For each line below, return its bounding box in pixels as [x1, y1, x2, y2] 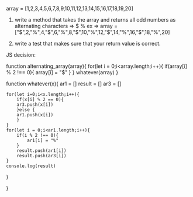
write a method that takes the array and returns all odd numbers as [14, 16, 176, 23]
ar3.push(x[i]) [16, 102, 54, 108]
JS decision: [6, 51, 36, 58]
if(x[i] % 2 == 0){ [16, 96, 64, 102]
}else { [16, 107, 35, 113]
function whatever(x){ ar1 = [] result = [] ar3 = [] [6, 80, 122, 87]
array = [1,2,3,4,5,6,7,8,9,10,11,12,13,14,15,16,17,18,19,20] [6, 5, 133, 12]
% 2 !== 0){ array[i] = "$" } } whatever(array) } [6, 69, 119, 75]
